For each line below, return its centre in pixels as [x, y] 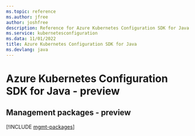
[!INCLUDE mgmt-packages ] [40, 127]
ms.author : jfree [27, 17]
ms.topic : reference [31, 11]
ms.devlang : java [27, 50]
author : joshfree [27, 22]
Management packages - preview [69, 113]
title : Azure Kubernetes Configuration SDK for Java [72, 45]
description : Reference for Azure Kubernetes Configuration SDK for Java [98, 28]
